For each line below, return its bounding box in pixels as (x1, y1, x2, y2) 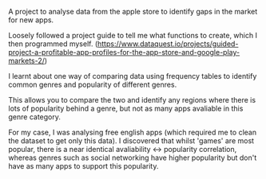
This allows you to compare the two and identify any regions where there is (8, 95, 256, 104)
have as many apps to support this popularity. (8, 161, 159, 170)
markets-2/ (8, 56, 46, 65)
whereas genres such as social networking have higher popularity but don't (8, 153, 257, 162)
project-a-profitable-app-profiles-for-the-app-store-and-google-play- (8, 48, 240, 56)
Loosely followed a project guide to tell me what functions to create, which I (8, 31, 258, 40)
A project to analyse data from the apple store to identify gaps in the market (8, 7, 258, 16)
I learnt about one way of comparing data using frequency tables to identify (8, 72, 257, 80)
